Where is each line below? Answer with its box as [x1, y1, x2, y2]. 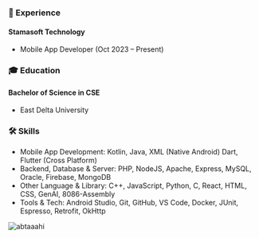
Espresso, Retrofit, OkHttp [19, 206, 106, 216]
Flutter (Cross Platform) [19, 155, 98, 165]
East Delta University [19, 105, 89, 115]
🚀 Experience [8, 7, 61, 18]
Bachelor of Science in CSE [8, 88, 100, 97]
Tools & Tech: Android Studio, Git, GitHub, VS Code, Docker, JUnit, [19, 197, 239, 207]
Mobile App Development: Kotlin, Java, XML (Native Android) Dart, [19, 146, 238, 156]
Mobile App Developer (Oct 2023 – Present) [19, 45, 164, 54]
